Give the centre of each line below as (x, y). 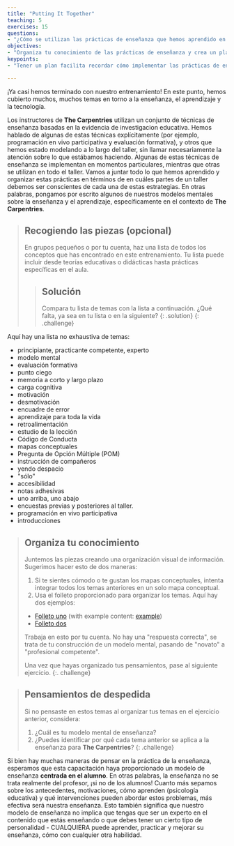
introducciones (39, 521)
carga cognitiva (40, 387)
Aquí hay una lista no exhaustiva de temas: (69, 337)
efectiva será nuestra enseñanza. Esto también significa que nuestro (106, 805)
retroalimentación (42, 424)
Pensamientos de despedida (87, 695)
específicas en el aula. (56, 270)
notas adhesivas (41, 491)
